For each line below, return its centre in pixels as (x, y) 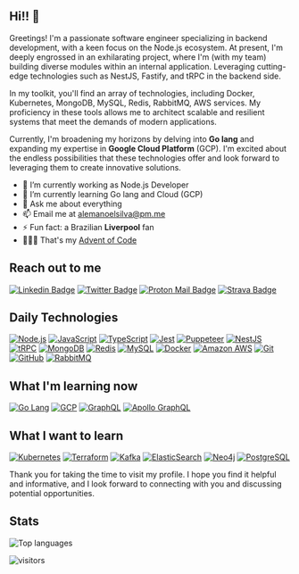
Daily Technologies (64, 318)
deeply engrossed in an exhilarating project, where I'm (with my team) (138, 57)
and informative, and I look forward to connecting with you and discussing (146, 484)
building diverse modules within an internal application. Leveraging (132, 66)
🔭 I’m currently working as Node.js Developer (105, 185)
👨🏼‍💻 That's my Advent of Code (79, 240)
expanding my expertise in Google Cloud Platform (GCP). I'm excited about (148, 148)
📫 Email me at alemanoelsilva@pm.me (94, 213)
